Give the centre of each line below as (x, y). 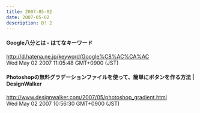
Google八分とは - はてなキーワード (50, 42)
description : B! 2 (29, 23)
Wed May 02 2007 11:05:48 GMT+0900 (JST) (62, 63)
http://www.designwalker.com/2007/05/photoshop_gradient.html (86, 97)
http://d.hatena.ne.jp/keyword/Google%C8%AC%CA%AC (78, 56)
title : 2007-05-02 (29, 12)
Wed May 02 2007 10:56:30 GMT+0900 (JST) (63, 103)
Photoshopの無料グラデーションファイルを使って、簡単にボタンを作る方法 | (100, 77)
